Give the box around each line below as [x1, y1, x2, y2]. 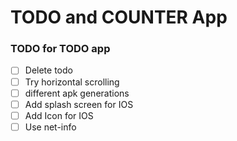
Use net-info [24, 121, 77, 133]
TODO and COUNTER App [10, 6, 228, 29]
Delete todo [24, 64, 73, 76]
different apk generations [24, 87, 130, 99]
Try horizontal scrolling [24, 76, 120, 88]
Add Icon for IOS [24, 109, 94, 121]
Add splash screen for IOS [24, 98, 134, 110]
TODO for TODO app [10, 42, 111, 56]
